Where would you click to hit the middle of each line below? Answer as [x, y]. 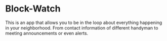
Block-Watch [33, 9]
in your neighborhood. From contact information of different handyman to [82, 27]
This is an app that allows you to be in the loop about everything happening [84, 22]
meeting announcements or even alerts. [47, 33]
